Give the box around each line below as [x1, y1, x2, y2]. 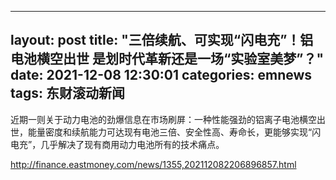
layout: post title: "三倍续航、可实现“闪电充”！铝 [10, 32, 314, 49]
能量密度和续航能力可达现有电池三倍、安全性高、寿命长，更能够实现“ [27, 126, 313, 138]
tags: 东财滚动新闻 [10, 85, 126, 102]
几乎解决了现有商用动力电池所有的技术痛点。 [40, 138, 225, 150]
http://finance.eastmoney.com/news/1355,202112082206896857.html [10, 158, 297, 170]
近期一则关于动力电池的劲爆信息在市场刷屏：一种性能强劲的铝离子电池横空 [10, 113, 317, 125]
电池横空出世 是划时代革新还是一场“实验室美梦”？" [10, 51, 325, 68]
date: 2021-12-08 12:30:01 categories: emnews [10, 67, 313, 84]
